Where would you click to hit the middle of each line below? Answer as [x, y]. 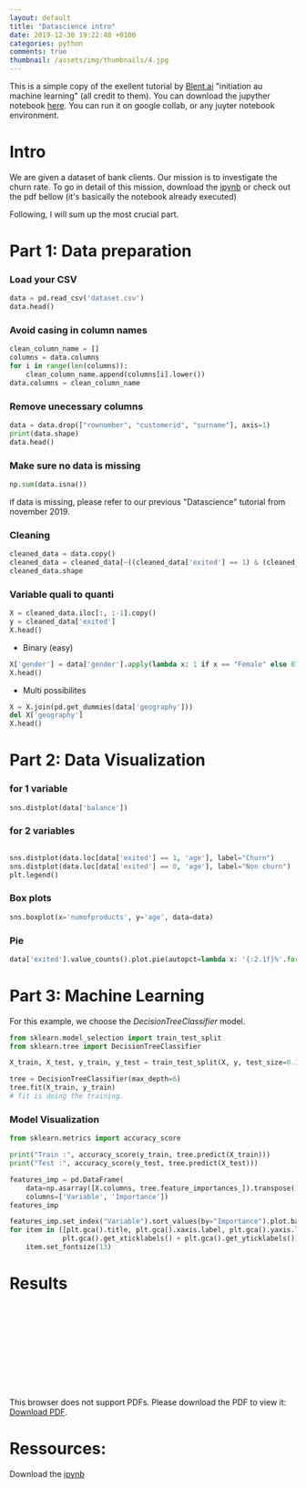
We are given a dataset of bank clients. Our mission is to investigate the [143, 177]
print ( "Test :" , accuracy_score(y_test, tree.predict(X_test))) [134, 1164]
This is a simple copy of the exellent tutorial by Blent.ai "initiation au [136, 86]
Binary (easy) [48, 647]
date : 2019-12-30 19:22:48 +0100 [73, 35]
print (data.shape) [44, 434]
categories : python [46, 43]
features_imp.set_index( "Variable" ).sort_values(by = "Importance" [136, 1222]
